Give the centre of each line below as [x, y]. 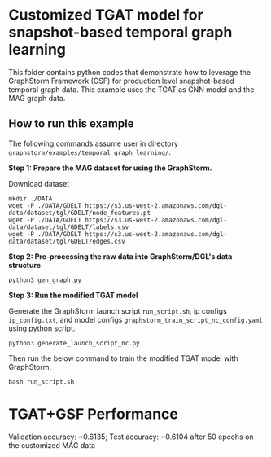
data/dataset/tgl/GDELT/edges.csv [67, 241]
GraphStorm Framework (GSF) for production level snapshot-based [121, 81]
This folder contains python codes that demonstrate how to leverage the [129, 72]
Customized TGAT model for [106, 15]
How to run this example [71, 124]
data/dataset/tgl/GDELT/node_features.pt [80, 213]
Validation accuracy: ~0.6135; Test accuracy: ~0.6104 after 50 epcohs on [131, 437]
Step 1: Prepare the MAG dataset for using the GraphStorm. [111, 168]
